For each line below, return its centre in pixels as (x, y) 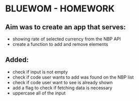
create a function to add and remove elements (60, 44)
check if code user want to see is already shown (62, 82)
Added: (17, 60)
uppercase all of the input (39, 93)
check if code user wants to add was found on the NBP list (73, 77)
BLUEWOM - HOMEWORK (60, 9)
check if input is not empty (40, 72)
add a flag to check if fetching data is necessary (62, 88)
